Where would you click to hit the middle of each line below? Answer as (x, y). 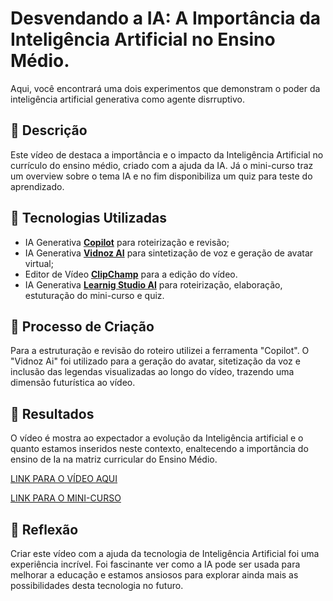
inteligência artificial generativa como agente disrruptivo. (127, 99)
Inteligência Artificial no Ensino (143, 39)
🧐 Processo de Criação (82, 326)
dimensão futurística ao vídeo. (73, 383)
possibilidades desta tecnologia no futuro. (97, 585)
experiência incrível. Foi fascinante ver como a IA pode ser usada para (155, 564)
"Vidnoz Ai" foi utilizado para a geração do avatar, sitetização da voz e (155, 361)
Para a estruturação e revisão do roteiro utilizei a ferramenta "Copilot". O (160, 351)
